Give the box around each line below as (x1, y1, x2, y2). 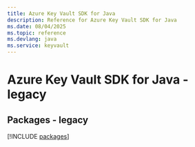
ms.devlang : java (7, 36, 57, 43)
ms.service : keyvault (7, 42, 70, 49)
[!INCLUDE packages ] (7, 133, 70, 140)
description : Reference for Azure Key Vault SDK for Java (7, 17, 177, 23)
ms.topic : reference (7, 29, 67, 37)
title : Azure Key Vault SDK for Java (7, 10, 116, 17)
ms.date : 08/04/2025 (7, 23, 67, 30)
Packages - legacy (7, 114, 88, 126)
